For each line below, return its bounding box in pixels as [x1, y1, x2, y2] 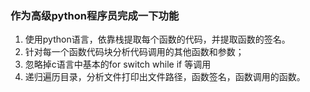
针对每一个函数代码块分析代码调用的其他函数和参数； [24, 46, 245, 58]
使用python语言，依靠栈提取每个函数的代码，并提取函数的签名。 [24, 33, 291, 46]
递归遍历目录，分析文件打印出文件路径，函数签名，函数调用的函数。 [24, 71, 306, 83]
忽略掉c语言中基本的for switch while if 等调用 [24, 58, 212, 71]
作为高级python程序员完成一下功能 [10, 8, 180, 22]
